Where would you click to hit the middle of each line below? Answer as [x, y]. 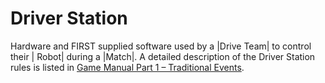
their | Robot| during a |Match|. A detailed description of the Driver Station [163, 56]
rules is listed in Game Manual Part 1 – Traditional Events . [127, 67]
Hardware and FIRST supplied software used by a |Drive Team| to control [161, 46]
